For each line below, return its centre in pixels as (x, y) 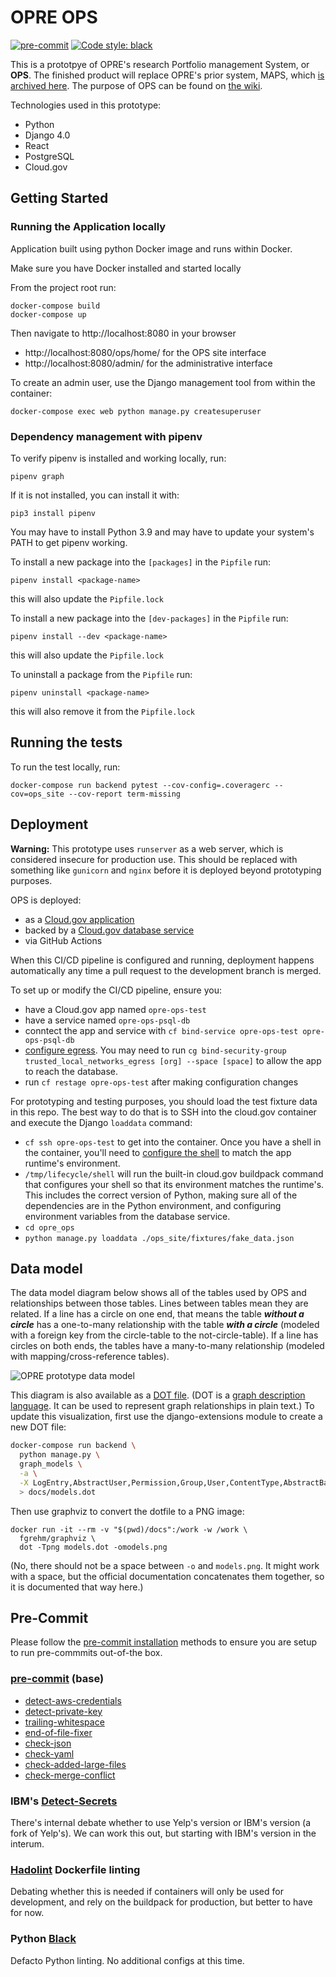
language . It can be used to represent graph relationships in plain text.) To (162, 1406)
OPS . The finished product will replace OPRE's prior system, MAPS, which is (167, 75)
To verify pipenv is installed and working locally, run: (118, 458)
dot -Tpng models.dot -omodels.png (93, 1547)
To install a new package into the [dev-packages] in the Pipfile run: (149, 618)
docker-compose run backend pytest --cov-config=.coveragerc (140, 785)
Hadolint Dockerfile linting (75, 1869)
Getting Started (59, 198)
